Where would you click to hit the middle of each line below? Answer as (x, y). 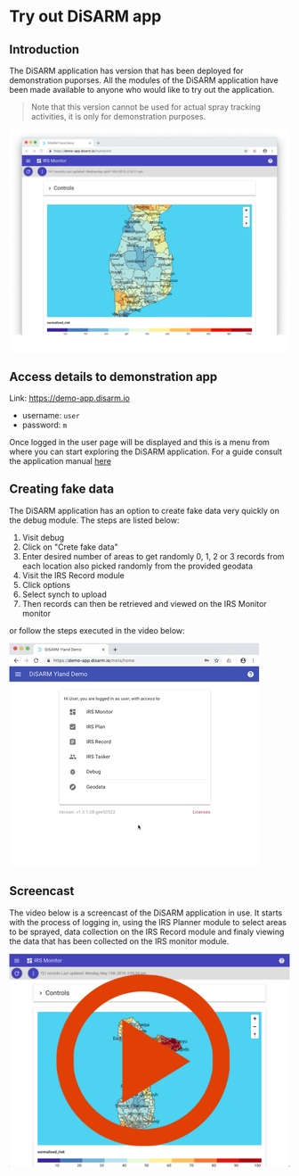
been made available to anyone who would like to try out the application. (142, 90)
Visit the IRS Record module (73, 575)
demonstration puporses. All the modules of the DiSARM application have (144, 80)
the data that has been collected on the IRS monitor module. (119, 941)
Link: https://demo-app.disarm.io (70, 398)
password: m (44, 425)
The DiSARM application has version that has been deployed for (126, 70)
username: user (51, 415)
